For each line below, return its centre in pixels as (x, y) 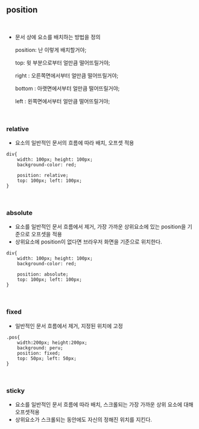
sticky (16, 390)
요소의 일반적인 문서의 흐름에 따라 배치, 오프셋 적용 (74, 143)
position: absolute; (43, 274)
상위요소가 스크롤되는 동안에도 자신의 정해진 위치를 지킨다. (84, 420)
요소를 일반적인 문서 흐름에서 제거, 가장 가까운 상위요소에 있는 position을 (100, 227)
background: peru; (40, 348)
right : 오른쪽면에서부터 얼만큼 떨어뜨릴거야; (67, 76)
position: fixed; (39, 353)
